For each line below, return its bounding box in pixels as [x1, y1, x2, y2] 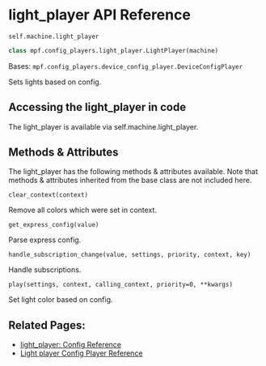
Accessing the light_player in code [8, 100, 187, 114]
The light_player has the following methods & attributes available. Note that [8, 167, 259, 177]
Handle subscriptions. [8, 265, 82, 274]
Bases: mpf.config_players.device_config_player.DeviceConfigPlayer [8, 61, 243, 70]
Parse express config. [8, 235, 82, 245]
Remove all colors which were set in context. [8, 205, 158, 215]
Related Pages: [8, 318, 87, 332]
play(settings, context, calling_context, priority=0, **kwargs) [8, 281, 233, 289]
